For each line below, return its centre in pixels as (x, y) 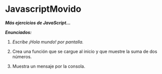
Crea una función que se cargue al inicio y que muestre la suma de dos (85, 51)
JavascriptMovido (43, 9)
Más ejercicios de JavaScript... (38, 23)
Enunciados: (19, 32)
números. (22, 56)
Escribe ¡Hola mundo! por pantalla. (48, 42)
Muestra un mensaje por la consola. (49, 66)
